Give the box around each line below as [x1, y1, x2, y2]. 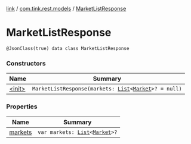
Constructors [6, 59, 46, 67]
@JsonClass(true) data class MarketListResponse [6, 45, 130, 51]
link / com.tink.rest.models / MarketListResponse [6, 5, 127, 12]
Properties [6, 102, 38, 111]
